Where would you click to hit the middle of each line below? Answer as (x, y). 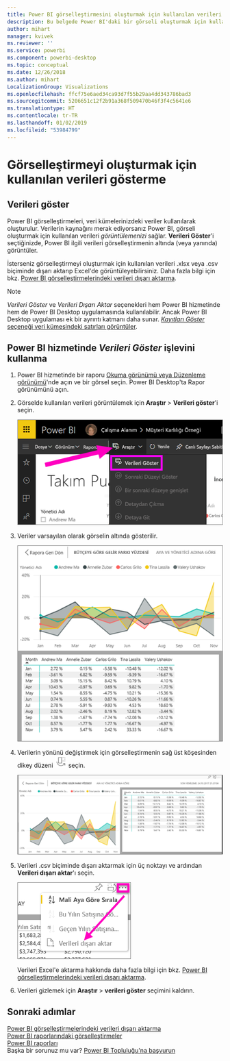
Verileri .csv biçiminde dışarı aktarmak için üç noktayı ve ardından (109, 866)
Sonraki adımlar (41, 1012)
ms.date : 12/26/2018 (37, 72)
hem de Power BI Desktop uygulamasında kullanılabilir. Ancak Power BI (107, 312)
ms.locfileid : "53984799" (44, 130)
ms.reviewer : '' (30, 43)
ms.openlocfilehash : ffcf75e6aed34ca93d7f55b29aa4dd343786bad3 (99, 94)
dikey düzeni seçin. (51, 765)
